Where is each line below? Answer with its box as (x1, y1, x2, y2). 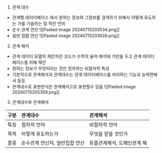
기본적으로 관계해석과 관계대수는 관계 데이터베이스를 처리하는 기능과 (12, 72, 141, 77)
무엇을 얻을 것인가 (89, 131, 128, 137)
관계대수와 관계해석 (12, 99, 49, 105)
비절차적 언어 (89, 121, 118, 128)
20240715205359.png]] (12, 89, 60, 95)
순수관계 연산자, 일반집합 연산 (21, 140, 85, 146)
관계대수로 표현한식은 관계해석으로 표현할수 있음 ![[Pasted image (12, 84, 136, 89)
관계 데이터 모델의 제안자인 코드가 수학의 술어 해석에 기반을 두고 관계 (12, 53, 142, 59)
